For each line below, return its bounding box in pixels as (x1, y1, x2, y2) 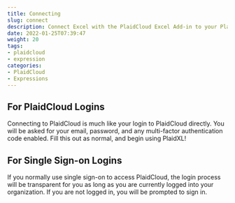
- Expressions (7, 75, 49, 82)
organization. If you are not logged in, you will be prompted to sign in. (7, 188, 208, 196)
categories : (7, 62, 42, 69)
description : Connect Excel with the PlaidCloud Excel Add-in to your (7, 23, 218, 30)
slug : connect (7, 17, 49, 24)
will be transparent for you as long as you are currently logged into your (7, 181, 214, 188)
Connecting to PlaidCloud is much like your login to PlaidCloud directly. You (7, 119, 225, 128)
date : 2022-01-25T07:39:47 (7, 29, 86, 37)
